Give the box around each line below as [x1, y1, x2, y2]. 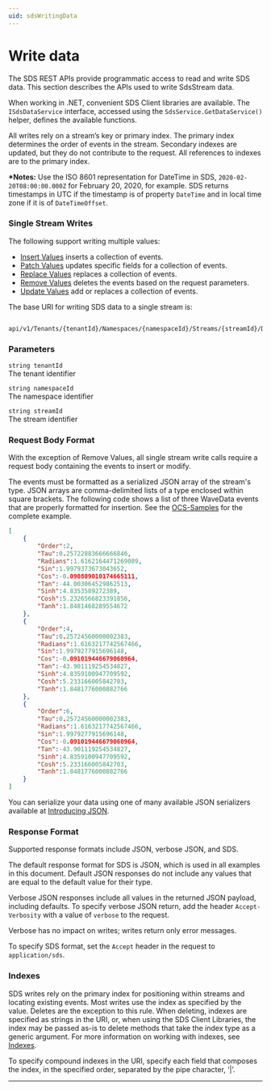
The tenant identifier [8, 369, 77, 378]
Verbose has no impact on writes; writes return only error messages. [8, 926, 237, 936]
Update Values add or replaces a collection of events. [19, 286, 198, 296]
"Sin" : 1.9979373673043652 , [37, 564, 128, 572]
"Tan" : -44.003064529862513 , [37, 580, 131, 588]
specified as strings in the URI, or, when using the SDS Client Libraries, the [8, 1014, 256, 1024]
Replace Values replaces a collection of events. [19, 268, 177, 279]
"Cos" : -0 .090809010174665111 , [37, 572, 139, 581]
